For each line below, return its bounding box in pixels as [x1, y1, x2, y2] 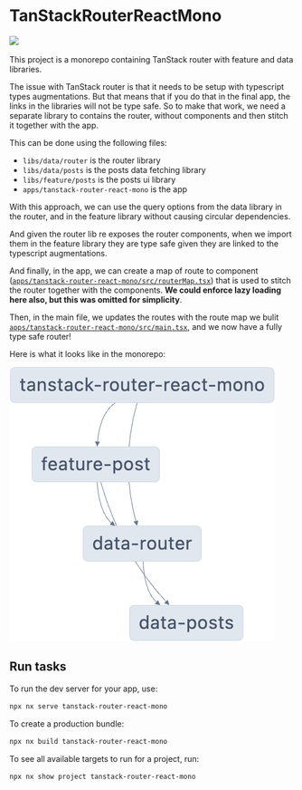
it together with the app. [9, 120, 99, 130]
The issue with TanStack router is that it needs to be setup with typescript [9, 81, 285, 92]
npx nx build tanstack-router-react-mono [9, 737, 168, 746]
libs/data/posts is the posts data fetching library [22, 164, 206, 175]
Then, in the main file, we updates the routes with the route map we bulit [9, 312, 279, 323]
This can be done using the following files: [9, 137, 167, 148]
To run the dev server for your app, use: [9, 683, 158, 694]
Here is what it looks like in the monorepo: [9, 348, 165, 359]
